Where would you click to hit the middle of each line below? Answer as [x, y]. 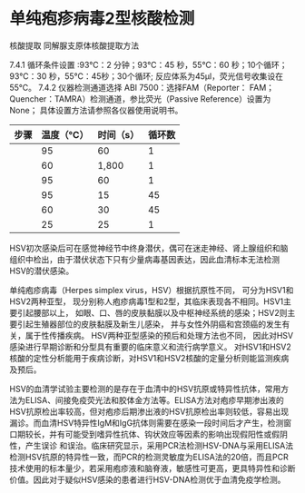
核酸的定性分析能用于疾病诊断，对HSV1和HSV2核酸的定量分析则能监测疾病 [149, 358]
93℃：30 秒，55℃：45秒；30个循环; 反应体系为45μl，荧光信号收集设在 [147, 76]
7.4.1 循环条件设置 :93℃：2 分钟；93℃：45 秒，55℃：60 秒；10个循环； [148, 64]
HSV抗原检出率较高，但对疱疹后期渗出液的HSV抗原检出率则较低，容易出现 [149, 411]
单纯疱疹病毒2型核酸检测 [102, 19]
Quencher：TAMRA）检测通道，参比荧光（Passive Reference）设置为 [140, 99]
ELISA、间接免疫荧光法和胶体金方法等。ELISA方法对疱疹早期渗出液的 [154, 399]
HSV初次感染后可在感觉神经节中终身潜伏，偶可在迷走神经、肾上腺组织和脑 [149, 248]
